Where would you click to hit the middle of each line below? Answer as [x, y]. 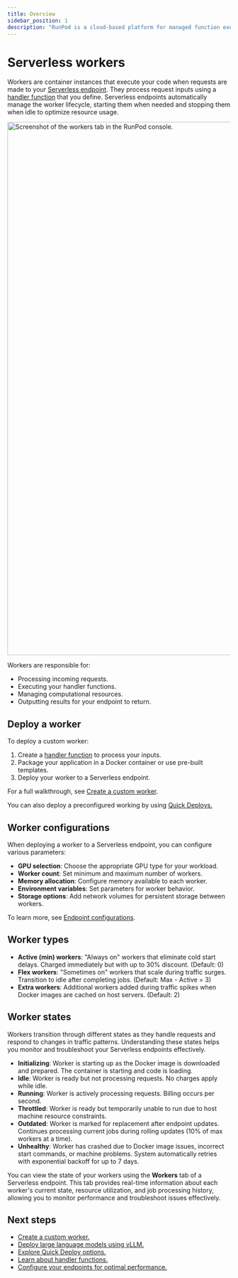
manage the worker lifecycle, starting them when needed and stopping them [119, 104]
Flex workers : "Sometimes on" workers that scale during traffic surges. [122, 972]
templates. [33, 770]
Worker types [38, 940]
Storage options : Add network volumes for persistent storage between [121, 896]
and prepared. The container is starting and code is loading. [105, 1070]
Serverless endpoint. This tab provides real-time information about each [113, 1182]
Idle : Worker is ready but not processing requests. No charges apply [118, 1078]
